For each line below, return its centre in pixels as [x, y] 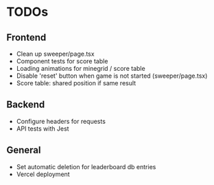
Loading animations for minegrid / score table [81, 68]
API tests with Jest [43, 129]
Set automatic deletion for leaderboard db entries [86, 166]
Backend [26, 105]
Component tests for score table [62, 61]
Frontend [26, 37]
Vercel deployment [43, 174]
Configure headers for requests [61, 121]
